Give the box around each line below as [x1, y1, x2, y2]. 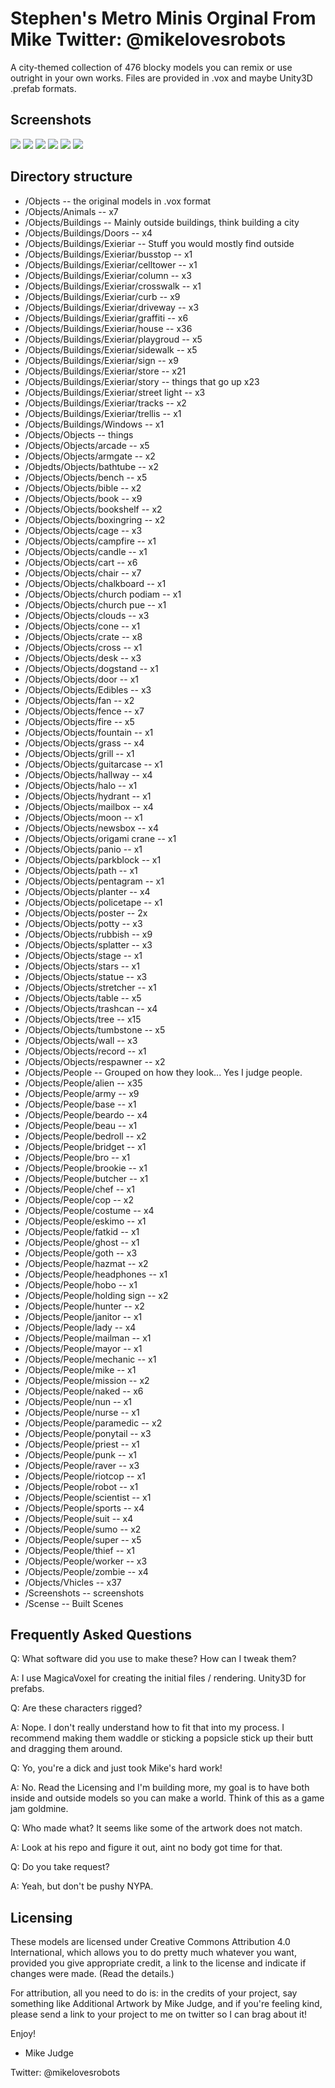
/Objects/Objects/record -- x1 [24, 1045, 147, 1057]
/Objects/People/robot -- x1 [24, 1480, 139, 1492]
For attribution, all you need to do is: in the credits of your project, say [10, 1987, 298, 1999]
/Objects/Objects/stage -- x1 [24, 949, 143, 961]
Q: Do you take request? [10, 1861, 110, 1873]
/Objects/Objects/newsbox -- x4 [24, 822, 160, 834]
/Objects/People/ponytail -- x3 [24, 1427, 152, 1439]
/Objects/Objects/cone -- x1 [24, 620, 141, 632]
